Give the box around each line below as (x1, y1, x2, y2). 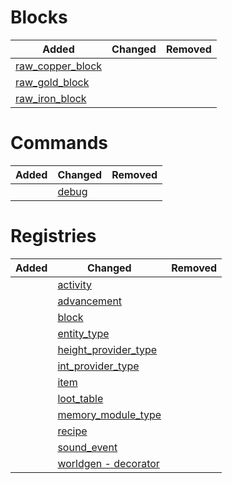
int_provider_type (57, 359, 140, 373)
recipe (57, 424, 88, 438)
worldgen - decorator (57, 456, 160, 470)
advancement (57, 294, 123, 308)
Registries (10, 225, 97, 248)
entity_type (57, 326, 110, 340)
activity (57, 277, 93, 291)
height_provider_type (57, 342, 158, 356)
